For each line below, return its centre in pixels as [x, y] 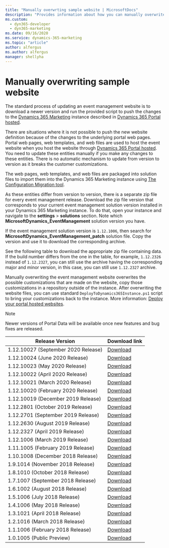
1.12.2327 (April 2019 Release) [46, 432]
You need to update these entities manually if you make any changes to [79, 154]
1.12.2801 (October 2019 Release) [50, 407]
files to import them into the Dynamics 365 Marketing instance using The [81, 179]
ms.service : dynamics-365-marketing [44, 38]
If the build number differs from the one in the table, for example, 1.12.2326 [83, 257]
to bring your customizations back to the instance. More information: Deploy [84, 299]
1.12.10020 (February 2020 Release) [53, 391]
